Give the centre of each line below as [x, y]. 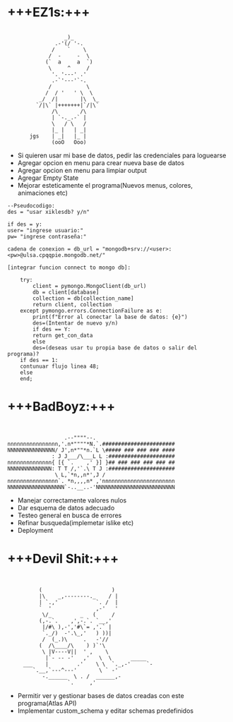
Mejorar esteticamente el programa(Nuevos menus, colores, [105, 185]
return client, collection [72, 304]
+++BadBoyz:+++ [61, 407]
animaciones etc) [43, 193]
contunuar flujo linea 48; [60, 366]
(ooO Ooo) [69, 142]
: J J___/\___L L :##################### [113, 456]
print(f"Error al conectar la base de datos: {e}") [110, 317]
